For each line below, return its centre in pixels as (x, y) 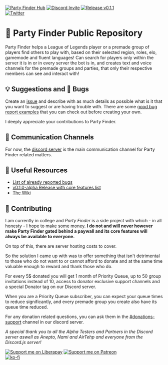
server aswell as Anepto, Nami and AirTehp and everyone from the (74, 337)
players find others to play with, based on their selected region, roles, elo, (81, 52)
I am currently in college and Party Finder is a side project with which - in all (83, 221)
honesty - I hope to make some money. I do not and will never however (79, 226)
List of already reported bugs (42, 182)
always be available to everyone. (40, 237)
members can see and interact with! (42, 73)
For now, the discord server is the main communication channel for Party (80, 149)
